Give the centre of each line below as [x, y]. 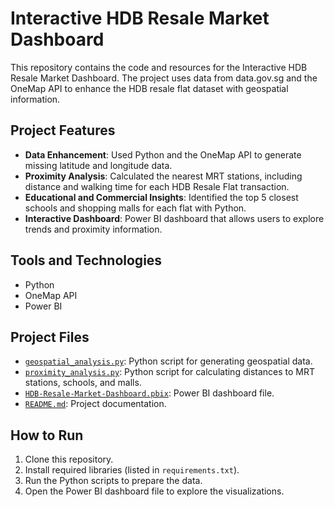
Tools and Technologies [86, 260]
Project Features [63, 130]
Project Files [50, 337]
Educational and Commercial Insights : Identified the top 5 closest [161, 197]
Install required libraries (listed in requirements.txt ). [132, 470]
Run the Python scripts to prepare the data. [113, 481]
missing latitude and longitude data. [98, 165]
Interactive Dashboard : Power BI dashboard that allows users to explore [174, 218]
